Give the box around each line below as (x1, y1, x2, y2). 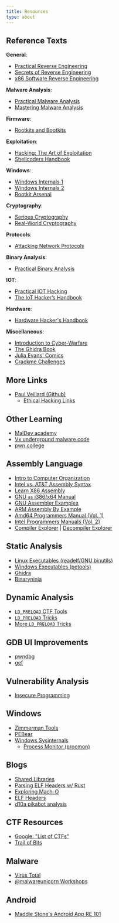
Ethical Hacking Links (23, 397, 76, 404)
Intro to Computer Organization (14, 474, 90, 481)
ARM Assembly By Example (14, 505, 82, 513)
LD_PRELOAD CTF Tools (14, 608, 67, 615)
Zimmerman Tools (14, 724, 59, 731)
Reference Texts (6, 36, 67, 46)
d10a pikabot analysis (14, 801, 67, 808)
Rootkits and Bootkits (14, 127, 66, 134)
